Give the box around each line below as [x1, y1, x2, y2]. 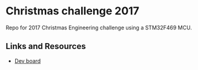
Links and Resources [5, 41, 86, 51]
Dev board [14, 57, 41, 64]
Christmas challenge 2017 [5, 4, 140, 18]
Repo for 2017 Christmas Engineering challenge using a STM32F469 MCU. [5, 24, 192, 31]
